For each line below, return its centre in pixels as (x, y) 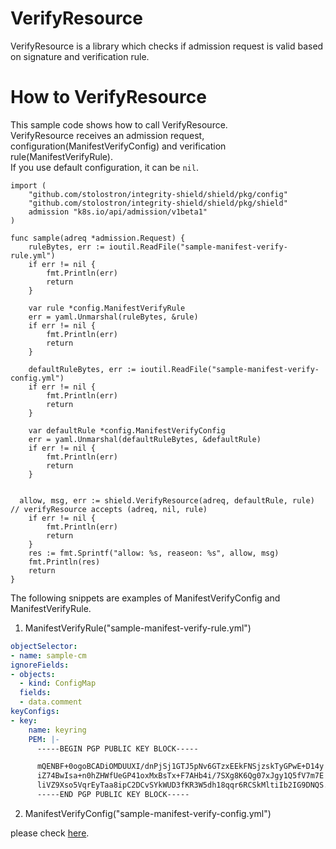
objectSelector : (44, 646)
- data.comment (51, 702)
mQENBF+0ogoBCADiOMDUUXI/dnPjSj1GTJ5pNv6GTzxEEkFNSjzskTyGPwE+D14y (180, 767)
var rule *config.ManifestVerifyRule (107, 308)
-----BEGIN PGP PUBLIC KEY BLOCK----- (117, 748)
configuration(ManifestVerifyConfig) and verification (118, 146)
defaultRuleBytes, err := (82, 369)
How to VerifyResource (108, 97)
